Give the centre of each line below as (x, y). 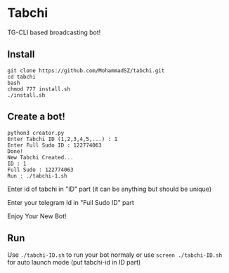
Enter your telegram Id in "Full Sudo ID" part (71, 202)
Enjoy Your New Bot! (37, 216)
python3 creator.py (36, 133)
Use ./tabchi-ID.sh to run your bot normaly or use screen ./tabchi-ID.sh (115, 255)
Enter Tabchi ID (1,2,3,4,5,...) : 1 (63, 139)
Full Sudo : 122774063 (40, 170)
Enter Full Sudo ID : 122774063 (54, 145)
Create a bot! (36, 117)
